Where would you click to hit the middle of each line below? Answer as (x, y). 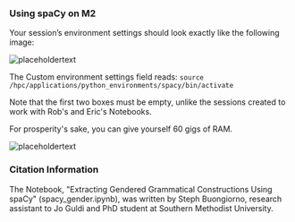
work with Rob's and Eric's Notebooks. (80, 112)
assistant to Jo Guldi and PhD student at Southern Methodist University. (142, 208)
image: (22, 42)
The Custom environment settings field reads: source (106, 77)
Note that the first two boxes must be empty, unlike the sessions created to (147, 102)
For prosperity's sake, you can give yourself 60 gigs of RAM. (121, 129)
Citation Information (54, 170)
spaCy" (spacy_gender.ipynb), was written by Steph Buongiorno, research (146, 199)
